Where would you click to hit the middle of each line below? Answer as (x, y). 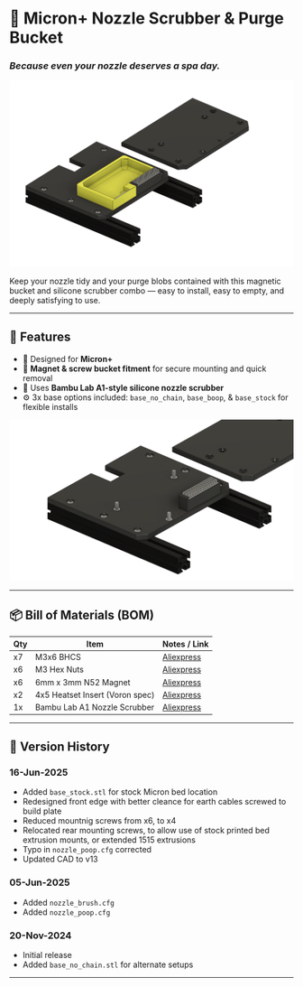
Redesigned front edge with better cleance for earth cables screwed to (154, 802)
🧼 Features (40, 337)
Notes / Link (185, 644)
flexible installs (50, 406)
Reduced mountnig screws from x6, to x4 (99, 821)
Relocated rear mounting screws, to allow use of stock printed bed (146, 831)
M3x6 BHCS (58, 657)
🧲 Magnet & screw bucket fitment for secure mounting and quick (144, 368)
